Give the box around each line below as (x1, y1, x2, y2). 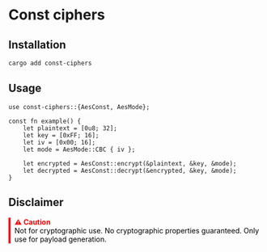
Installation (8, 38, 66, 52)
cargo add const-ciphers (8, 59, 92, 67)
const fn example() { (8, 117, 82, 125)
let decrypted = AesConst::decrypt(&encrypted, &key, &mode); (23, 166, 237, 174)
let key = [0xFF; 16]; (23, 131, 100, 139)
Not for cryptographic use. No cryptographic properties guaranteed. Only (15, 225, 260, 235)
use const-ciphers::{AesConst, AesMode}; (8, 103, 150, 111)
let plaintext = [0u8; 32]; (23, 124, 117, 132)
